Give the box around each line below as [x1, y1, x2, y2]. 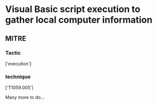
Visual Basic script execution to [5, 4, 140, 15]
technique [5, 73, 31, 80]
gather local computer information [5, 14, 152, 26]
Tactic [5, 49, 21, 56]
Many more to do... [5, 94, 45, 100]
